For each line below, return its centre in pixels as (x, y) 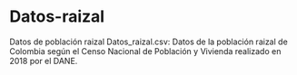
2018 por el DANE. (44, 61)
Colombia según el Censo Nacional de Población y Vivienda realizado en (145, 51)
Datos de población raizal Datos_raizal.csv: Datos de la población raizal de (148, 42)
